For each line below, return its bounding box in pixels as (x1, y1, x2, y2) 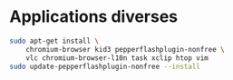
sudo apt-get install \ (9, 36, 100, 45)
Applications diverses (9, 6, 179, 27)
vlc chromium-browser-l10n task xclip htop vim (25, 53, 209, 63)
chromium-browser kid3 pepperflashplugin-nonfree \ (25, 45, 225, 54)
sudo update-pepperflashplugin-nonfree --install (9, 62, 201, 71)
